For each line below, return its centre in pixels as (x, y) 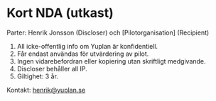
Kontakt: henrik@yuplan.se (46, 90)
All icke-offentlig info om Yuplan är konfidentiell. (87, 46)
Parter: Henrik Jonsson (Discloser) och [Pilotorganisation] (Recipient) (108, 32)
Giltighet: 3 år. (37, 76)
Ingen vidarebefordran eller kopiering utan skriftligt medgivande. (112, 61)
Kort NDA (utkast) (60, 13)
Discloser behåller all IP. (52, 69)
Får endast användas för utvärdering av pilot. (83, 54)
